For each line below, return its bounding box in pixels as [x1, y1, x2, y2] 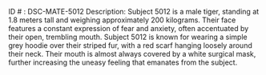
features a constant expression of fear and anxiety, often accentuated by [8, 24, 249, 33]
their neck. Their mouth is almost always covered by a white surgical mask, [8, 49, 256, 58]
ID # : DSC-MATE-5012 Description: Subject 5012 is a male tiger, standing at [8, 7, 260, 16]
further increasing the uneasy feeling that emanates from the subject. [8, 57, 238, 67]
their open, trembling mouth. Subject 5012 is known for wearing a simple [8, 32, 248, 41]
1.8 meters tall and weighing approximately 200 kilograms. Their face [8, 15, 236, 25]
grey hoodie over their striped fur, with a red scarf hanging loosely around [8, 41, 252, 50]
